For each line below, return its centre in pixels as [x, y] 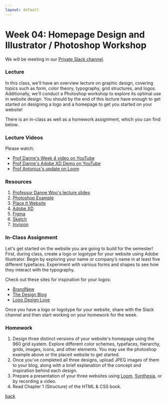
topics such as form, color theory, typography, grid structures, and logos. [81, 88]
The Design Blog [29, 294]
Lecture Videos [24, 137]
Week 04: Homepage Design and [75, 34]
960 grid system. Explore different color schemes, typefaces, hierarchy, [86, 344]
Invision [20, 225]
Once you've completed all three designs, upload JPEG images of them [86, 360]
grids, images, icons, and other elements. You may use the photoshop [84, 349]
